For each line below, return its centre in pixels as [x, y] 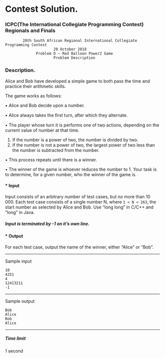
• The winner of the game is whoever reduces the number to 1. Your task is [81, 169]
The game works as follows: [34, 96]
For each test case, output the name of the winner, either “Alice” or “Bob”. [79, 247]
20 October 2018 [70, 49]
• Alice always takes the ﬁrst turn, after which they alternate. [67, 115]
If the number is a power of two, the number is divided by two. [75, 140]
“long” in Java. [20, 212]
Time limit [15, 338]
